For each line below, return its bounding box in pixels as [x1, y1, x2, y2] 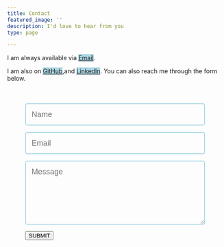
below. [7, 75, 26, 83]
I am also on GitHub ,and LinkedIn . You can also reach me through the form [7, 67, 218, 75]
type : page [7, 29, 38, 36]
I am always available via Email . [7, 54, 96, 62]
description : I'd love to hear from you [7, 23, 125, 29]
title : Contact [7, 10, 51, 17]
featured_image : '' [7, 16, 63, 23]
